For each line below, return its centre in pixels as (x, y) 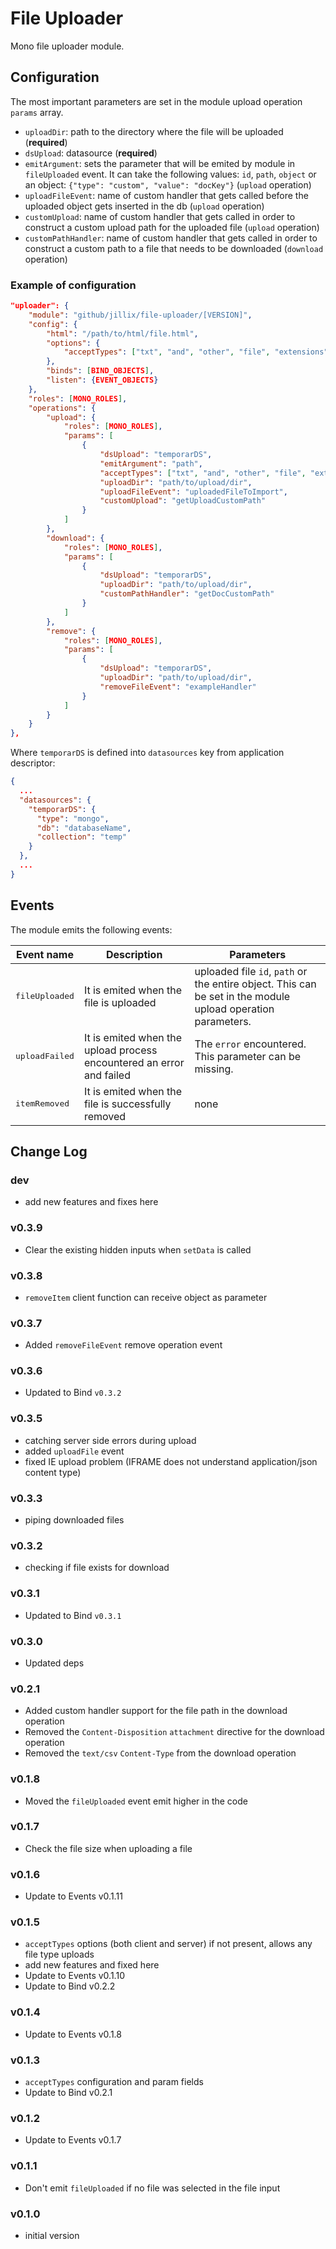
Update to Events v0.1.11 (73, 1896)
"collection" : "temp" (82, 837)
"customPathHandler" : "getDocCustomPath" (187, 594)
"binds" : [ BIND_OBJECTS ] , (100, 371)
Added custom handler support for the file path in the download (156, 1711)
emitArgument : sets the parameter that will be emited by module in (160, 163)
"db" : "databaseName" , (84, 828)
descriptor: (33, 763)
